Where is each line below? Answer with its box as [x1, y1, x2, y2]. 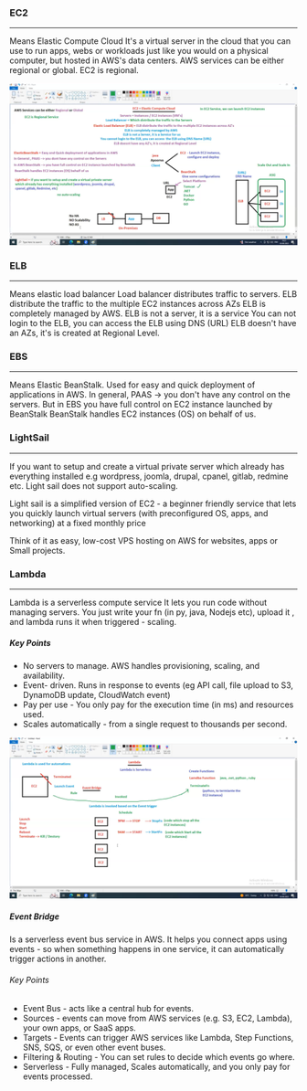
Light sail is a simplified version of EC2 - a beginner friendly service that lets [9, 498, 297, 509]
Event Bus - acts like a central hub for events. [22, 1002, 195, 1013]
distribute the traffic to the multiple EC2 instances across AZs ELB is [9, 299, 267, 310]
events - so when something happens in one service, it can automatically [9, 944, 285, 955]
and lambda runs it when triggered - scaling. [9, 616, 177, 627]
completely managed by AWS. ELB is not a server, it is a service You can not [9, 308, 297, 319]
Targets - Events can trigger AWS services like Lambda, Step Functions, [22, 1032, 294, 1043]
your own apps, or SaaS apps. [22, 1022, 137, 1033]
